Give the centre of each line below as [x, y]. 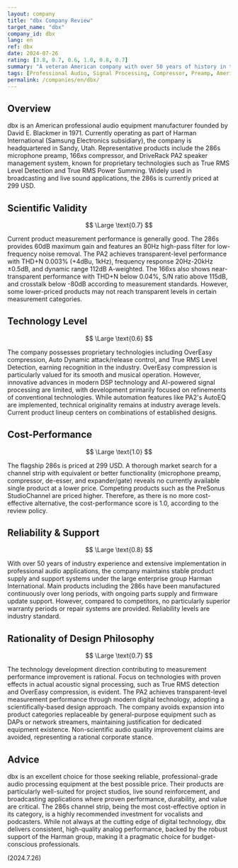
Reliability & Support [53, 533]
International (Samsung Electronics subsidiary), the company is [100, 141]
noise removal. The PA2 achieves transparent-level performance [133, 254]
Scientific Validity [47, 208]
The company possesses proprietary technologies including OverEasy [110, 352]
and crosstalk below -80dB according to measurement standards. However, [118, 284]
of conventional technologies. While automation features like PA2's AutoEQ [117, 397]
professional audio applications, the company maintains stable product [110, 571]
